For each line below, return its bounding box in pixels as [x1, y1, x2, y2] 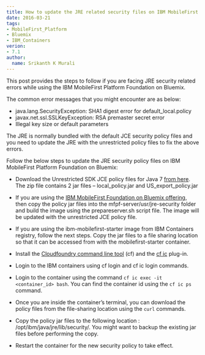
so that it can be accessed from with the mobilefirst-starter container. [15, 238, 191, 245]
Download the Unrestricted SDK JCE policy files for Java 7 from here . [15, 175, 191, 182]
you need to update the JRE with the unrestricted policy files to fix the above [6, 138, 199, 146]
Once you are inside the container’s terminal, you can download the [15, 298, 185, 306]
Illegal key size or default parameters [15, 120, 109, 127]
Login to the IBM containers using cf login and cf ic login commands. [15, 261, 189, 269]
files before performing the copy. [15, 330, 99, 337]
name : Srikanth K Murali [12, 60, 75, 66]
